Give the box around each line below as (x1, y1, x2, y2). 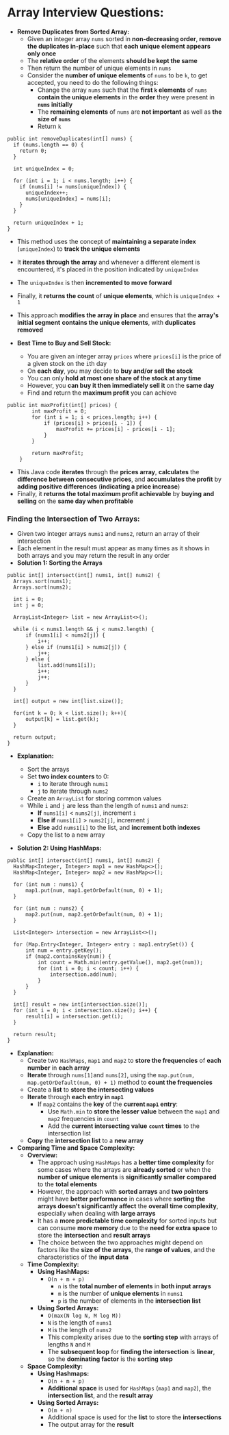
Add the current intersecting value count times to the (47, 1122, 200, 1130)
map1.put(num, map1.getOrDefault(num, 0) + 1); (25, 887, 164, 894)
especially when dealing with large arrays (37, 1210, 156, 1218)
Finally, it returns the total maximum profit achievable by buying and (16, 489, 215, 498)
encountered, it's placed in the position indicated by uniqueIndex (16, 265, 199, 273)
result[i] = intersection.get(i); (25, 1013, 124, 1020)
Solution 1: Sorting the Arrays (16, 559, 103, 567)
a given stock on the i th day (27, 359, 107, 367)
